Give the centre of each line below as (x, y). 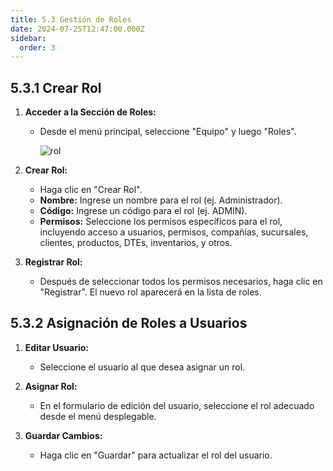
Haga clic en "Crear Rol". (91, 190)
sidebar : (28, 38)
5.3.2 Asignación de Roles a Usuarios (129, 323)
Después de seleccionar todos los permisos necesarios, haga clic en (181, 282)
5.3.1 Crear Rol (56, 87)
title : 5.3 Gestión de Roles (71, 19)
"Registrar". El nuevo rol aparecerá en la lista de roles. (150, 292)
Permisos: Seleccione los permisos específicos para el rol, (161, 222)
